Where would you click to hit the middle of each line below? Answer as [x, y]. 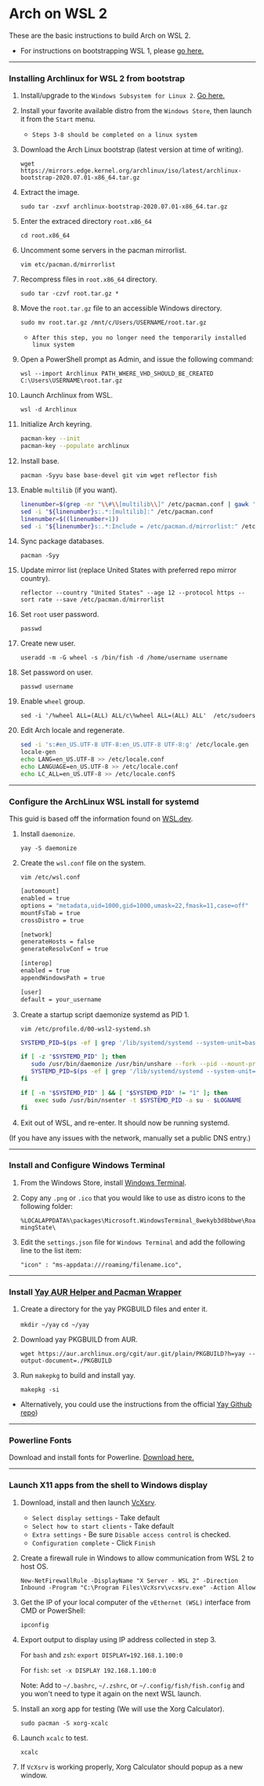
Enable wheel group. [52, 701]
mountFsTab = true [50, 913]
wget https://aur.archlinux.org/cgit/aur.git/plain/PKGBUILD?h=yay [132, 1354]
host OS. [34, 1566]
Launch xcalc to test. [54, 1737]
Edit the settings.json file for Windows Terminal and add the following [132, 1242]
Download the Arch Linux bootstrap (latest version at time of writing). [132, 149]
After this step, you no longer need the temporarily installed [139, 338]
